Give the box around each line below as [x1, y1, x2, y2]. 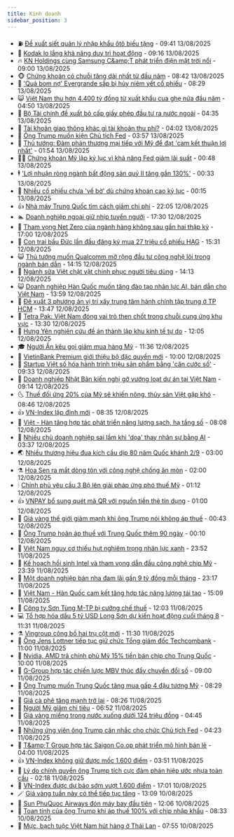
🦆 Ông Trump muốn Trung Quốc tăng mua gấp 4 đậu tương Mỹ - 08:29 [17, 681, 222, 690]
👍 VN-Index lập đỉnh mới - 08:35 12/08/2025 [17, 408, 149, 416]
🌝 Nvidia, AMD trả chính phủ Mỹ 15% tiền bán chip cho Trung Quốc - [17, 651, 216, 659]
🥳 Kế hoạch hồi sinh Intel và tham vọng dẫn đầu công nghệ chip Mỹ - [17, 558, 217, 567]
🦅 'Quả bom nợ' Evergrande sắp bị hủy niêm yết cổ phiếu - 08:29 [17, 79, 205, 88]
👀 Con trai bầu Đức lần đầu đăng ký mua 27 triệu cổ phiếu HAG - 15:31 [17, 237, 221, 246]
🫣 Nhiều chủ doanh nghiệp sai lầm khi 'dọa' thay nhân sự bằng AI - [17, 433, 211, 441]
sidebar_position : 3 [7, 17, 68, 24]
